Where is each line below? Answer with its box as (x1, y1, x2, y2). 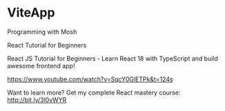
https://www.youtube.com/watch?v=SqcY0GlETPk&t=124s (7, 74, 174, 83)
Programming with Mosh (7, 28, 77, 36)
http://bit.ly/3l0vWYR (7, 95, 67, 104)
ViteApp (7, 5, 55, 21)
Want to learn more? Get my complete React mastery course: (7, 88, 181, 97)
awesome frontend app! (7, 61, 75, 70)
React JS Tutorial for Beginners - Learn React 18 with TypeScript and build (7, 54, 219, 63)
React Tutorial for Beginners (7, 41, 87, 49)
